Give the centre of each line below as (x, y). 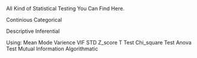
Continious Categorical (34, 20)
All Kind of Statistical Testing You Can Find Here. (65, 8)
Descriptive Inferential (33, 31)
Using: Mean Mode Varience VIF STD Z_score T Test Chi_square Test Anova (99, 42)
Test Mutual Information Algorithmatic (52, 49)
